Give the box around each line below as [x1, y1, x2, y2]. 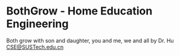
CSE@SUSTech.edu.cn [6, 43, 64, 51]
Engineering [6, 17, 69, 31]
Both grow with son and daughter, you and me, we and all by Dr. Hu [6, 37, 174, 44]
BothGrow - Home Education [6, 4, 153, 18]
